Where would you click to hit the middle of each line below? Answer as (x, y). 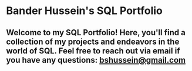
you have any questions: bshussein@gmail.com (96, 60)
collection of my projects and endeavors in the (93, 41)
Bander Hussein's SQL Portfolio (84, 11)
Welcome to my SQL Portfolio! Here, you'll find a (96, 33)
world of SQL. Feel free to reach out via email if (93, 51)
